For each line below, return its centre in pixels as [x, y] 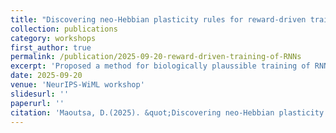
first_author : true [51, 47]
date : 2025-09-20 [46, 76]
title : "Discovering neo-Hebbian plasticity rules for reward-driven [158, 19]
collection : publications [64, 29]
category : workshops [53, 38]
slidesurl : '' [40, 94]
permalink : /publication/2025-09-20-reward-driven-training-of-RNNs [156, 57]
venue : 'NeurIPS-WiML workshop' [77, 85]
